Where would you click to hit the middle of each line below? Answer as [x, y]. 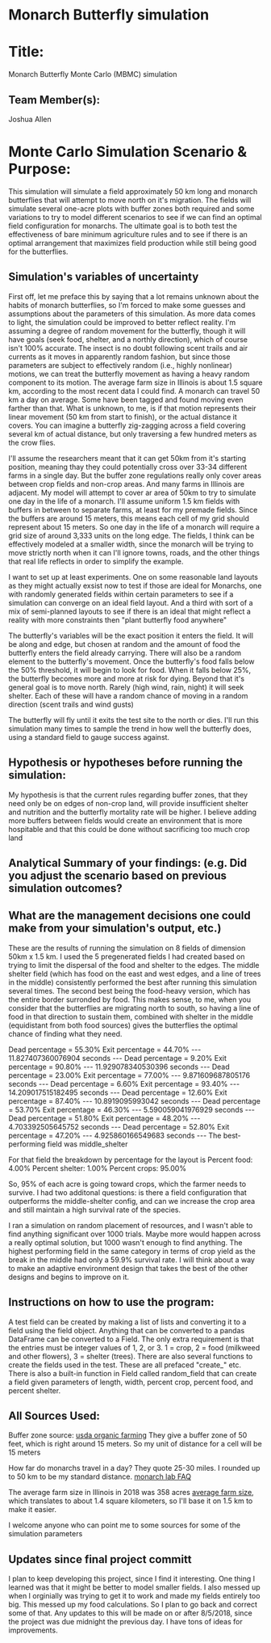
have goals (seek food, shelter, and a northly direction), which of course [128, 339]
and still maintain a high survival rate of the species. [95, 1210]
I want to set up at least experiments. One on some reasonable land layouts [133, 577]
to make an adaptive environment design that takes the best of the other [128, 1268]
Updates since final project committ [100, 1559]
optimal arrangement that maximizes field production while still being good [132, 243]
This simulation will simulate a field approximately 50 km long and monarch [133, 191]
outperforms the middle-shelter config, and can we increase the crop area [132, 1201]
